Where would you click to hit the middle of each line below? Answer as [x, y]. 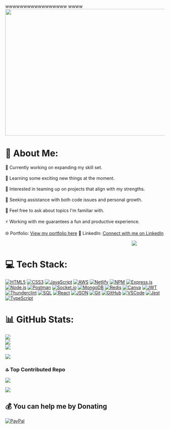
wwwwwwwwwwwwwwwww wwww [44, 6]
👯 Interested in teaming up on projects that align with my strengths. [75, 189]
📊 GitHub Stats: [40, 320]
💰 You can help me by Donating [56, 406]
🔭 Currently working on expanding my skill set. [54, 167]
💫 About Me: [32, 153]
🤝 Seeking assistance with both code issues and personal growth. [74, 200]
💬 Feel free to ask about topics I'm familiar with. [55, 210]
